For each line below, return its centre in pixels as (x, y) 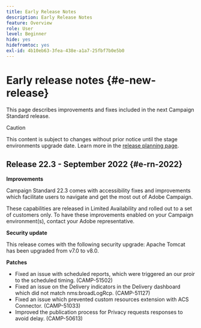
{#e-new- (131, 80)
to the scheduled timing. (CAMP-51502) (64, 280)
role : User (20, 28)
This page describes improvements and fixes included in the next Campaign (100, 110)
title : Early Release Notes (41, 12)
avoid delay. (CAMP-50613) (49, 318)
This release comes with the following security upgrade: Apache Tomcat (96, 244)
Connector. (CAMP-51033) (48, 305)
